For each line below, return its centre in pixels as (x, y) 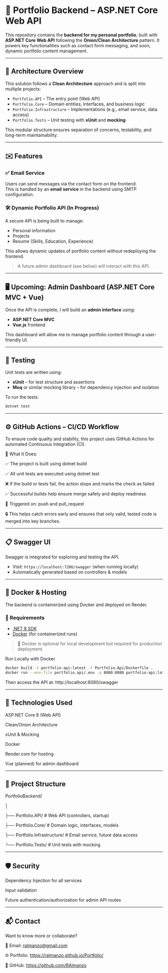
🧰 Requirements (25, 618)
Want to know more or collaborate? (41, 936)
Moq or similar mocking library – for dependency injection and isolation (86, 387)
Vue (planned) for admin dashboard (42, 763)
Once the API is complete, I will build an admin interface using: (70, 310)
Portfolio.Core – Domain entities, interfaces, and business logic (78, 104)
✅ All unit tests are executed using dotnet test (52, 474)
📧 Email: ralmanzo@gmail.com (36, 945)
